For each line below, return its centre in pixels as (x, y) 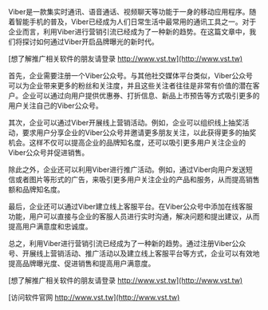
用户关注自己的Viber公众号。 (56, 105)
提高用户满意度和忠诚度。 (50, 227)
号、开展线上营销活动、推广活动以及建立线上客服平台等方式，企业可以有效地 (134, 253)
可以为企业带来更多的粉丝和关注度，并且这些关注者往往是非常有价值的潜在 (130, 85)
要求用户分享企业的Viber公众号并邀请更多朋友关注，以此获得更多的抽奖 (139, 133)
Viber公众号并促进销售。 (49, 153)
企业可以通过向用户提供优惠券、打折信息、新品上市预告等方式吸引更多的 (141, 95)
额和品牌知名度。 (36, 189)
